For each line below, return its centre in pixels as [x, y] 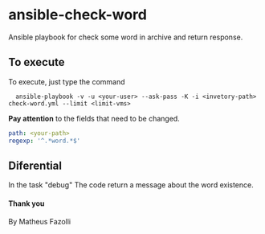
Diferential [35, 165]
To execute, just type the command [67, 81]
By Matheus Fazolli [39, 221]
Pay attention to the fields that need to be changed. [94, 118]
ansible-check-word [77, 15]
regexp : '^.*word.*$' [45, 141]
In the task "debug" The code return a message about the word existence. [131, 185]
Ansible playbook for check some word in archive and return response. [126, 37]
